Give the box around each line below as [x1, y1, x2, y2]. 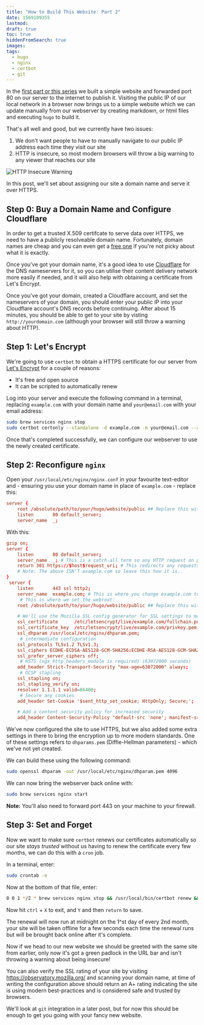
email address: [6, 407, 44, 414]
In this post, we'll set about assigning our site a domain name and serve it [6, 180, 190, 187]
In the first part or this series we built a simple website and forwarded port [6, 87, 192, 95]
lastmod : [6, 20, 29, 26]
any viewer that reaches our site [15, 156, 96, 164]
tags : [6, 49, 20, 55]
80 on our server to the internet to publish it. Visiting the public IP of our [6, 94, 186, 101]
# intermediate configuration [19, 636, 97, 642]
